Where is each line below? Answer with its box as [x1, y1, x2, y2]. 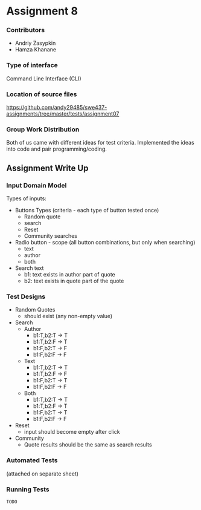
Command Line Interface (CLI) [6, 74, 81, 82]
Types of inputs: [6, 195, 46, 202]
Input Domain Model [6, 181, 67, 189]
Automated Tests [6, 456, 59, 465]
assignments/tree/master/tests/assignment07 [6, 110, 120, 117]
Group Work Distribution [6, 125, 80, 134]
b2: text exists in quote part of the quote [24, 277, 124, 285]
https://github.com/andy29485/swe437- [6, 104, 107, 111]
